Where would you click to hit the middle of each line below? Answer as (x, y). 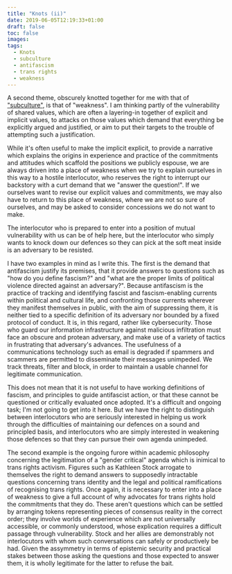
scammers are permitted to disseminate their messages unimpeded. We (110, 360)
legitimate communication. (45, 374)
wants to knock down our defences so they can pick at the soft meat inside (114, 243)
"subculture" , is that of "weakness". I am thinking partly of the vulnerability (114, 105)
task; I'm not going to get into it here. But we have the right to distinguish (111, 410)
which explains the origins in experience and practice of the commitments (113, 155)
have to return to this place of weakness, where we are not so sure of (106, 200)
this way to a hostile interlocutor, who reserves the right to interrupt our (109, 178)
